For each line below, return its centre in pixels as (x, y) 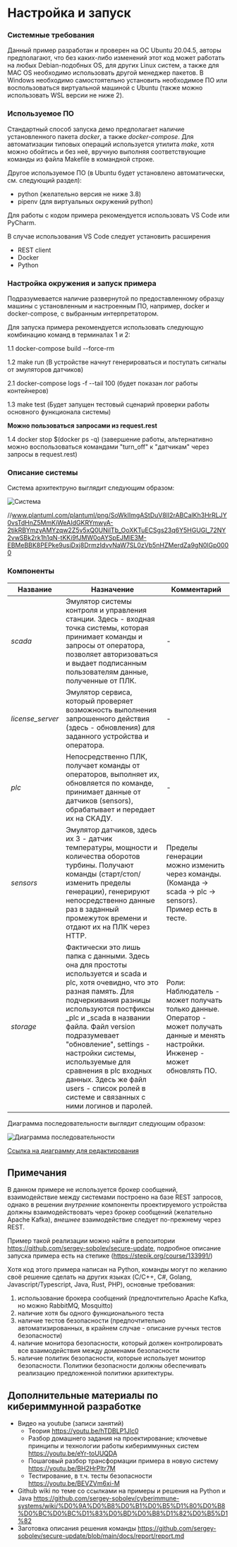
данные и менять (196, 1035)
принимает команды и (104, 637)
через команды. (194, 874)
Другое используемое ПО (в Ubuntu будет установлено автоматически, (116, 173)
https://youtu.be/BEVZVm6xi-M (74, 1483)
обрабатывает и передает (110, 809)
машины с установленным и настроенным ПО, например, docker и (108, 306)
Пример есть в (192, 909)
